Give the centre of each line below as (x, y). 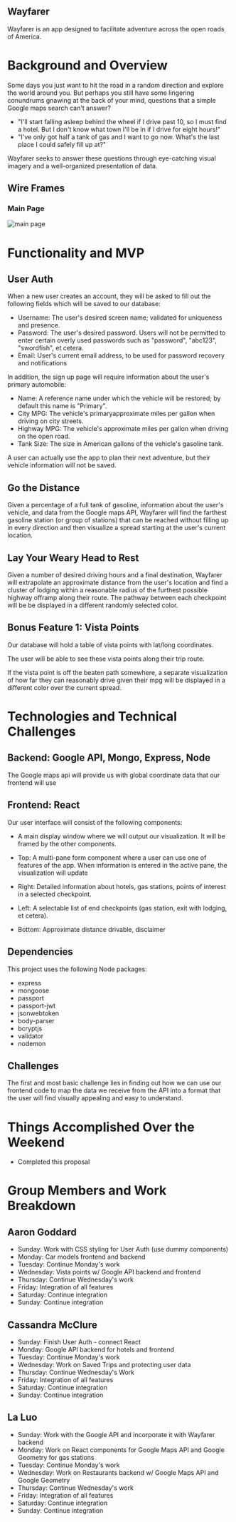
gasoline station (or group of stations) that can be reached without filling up (118, 520)
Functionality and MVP (76, 253)
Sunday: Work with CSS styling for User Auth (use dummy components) (123, 1249)
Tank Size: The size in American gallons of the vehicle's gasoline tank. (120, 444)
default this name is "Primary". (62, 406)
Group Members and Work (87, 1191)
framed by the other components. (67, 843)
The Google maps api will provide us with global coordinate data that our (114, 775)
